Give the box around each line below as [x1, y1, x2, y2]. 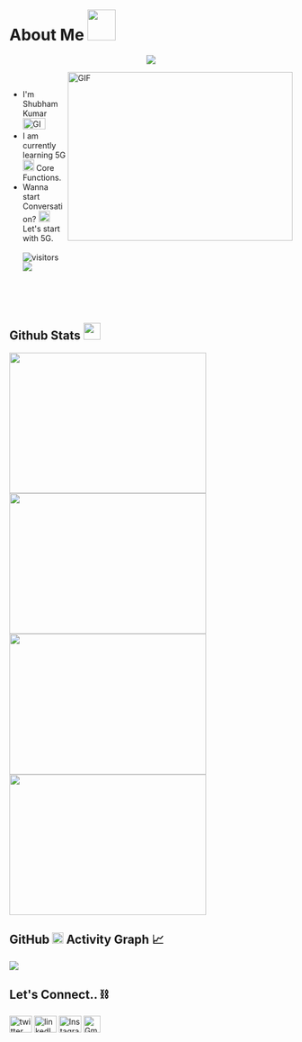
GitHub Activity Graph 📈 [9, 932, 164, 948]
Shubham [22, 98, 58, 109]
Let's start [22, 223, 60, 234]
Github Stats [9, 328, 81, 344]
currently [22, 139, 57, 150]
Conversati [22, 201, 63, 211]
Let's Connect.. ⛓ [9, 986, 110, 1002]
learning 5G [22, 149, 67, 160]
